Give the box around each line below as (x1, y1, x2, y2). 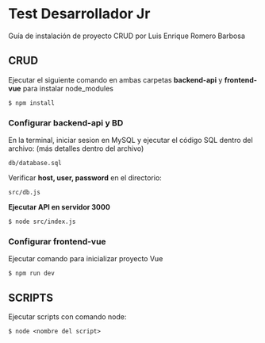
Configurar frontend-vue (8, 236, 106, 247)
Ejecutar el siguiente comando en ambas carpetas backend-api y (8, 75, 223, 84)
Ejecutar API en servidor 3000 (8, 202, 111, 212)
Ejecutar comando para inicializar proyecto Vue (8, 254, 163, 264)
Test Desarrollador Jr (8, 5, 151, 23)
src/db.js (8, 188, 41, 197)
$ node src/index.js (8, 218, 77, 226)
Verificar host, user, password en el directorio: (8, 173, 163, 183)
